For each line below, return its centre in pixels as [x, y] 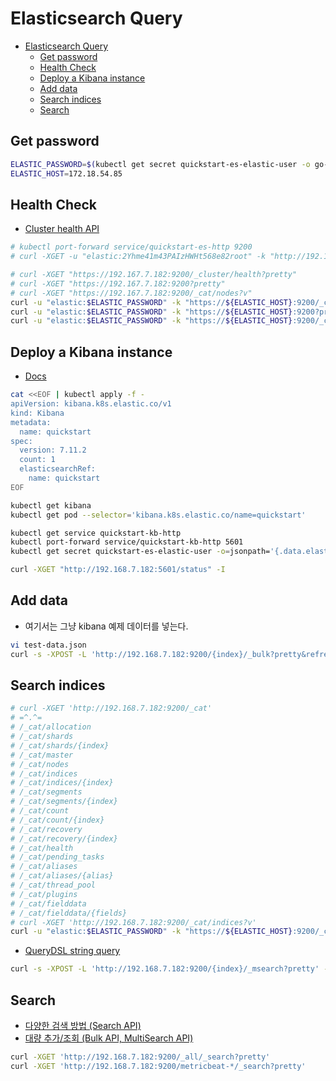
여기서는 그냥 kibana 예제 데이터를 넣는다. [106, 626]
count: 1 [37, 460]
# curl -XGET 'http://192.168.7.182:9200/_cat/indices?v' [133, 922]
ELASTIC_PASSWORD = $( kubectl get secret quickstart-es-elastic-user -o [160, 164]
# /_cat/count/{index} [57, 820]
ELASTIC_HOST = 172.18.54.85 [66, 173]
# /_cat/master [42, 755]
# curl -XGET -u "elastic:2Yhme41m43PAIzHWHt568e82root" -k [138, 257]
